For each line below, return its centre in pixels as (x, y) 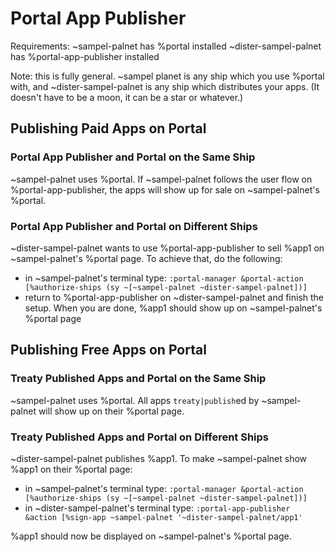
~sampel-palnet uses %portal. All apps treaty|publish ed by (135, 400)
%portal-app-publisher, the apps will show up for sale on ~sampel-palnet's (165, 189)
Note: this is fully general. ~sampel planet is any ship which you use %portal (167, 76)
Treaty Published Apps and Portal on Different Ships (140, 437)
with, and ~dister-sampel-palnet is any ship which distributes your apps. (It (165, 86)
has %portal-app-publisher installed (85, 56)
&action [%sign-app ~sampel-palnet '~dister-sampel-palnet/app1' (163, 517)
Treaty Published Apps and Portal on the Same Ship (138, 379)
